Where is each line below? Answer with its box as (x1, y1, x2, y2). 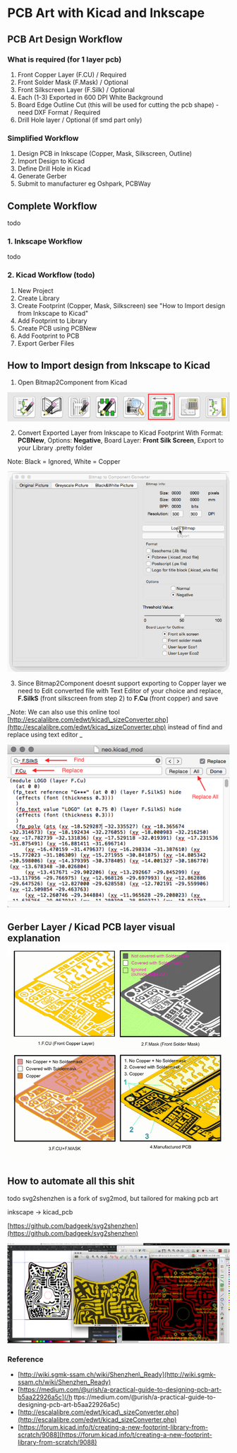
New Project (17, 286, 54, 295)
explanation (7, 933, 61, 945)
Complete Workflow (7, 200, 97, 212)
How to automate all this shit (7, 1175, 135, 1187)
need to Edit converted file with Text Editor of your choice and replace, (17, 687, 224, 695)
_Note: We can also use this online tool (7, 708, 120, 717)
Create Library (17, 294, 60, 302)
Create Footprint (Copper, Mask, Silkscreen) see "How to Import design (17, 301, 226, 309)
